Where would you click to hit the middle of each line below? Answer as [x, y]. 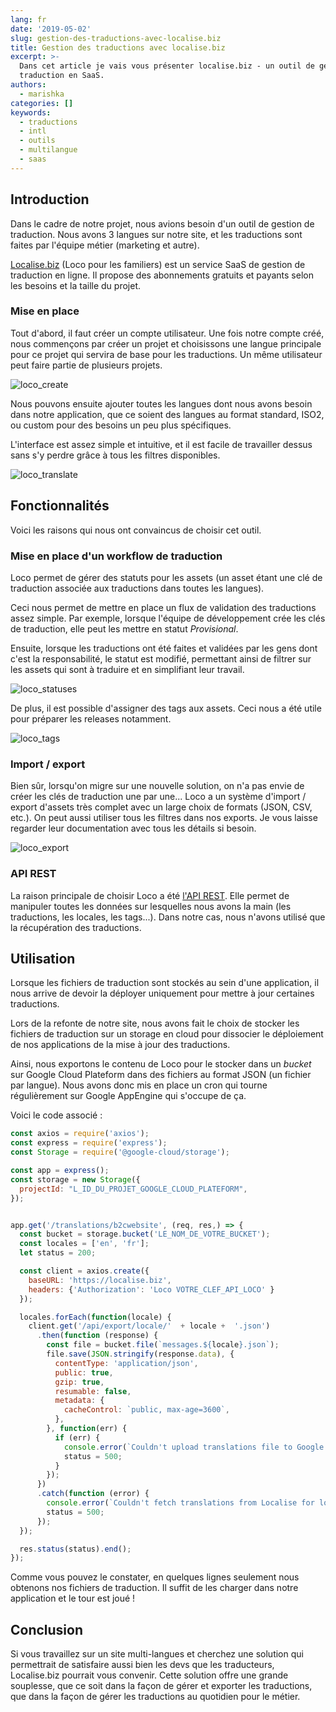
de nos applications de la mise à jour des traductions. [120, 1045]
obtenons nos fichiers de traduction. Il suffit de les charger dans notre [154, 1588]
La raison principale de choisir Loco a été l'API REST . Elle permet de [150, 895]
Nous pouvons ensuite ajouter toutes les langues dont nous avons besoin [161, 403]
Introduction [50, 199]
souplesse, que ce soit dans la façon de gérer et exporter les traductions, [161, 1686]
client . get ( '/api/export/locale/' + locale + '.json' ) [149, 1326]
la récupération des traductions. [76, 927]
